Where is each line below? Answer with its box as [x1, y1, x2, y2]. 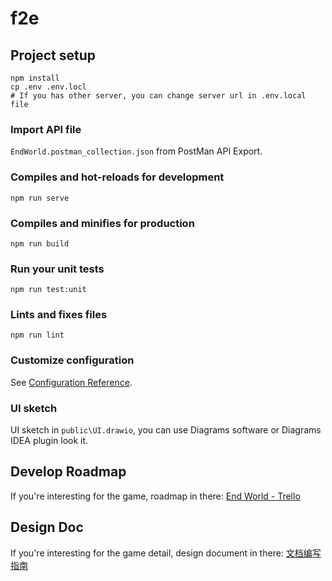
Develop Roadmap [10, 463, 127, 481]
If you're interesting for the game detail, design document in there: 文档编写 [10, 547, 322, 559]
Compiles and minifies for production [10, 216, 195, 230]
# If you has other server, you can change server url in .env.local [10, 91, 307, 101]
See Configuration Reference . [10, 376, 133, 388]
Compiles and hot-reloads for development [10, 170, 225, 184]
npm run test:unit [10, 285, 87, 295]
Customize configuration [10, 353, 135, 367]
